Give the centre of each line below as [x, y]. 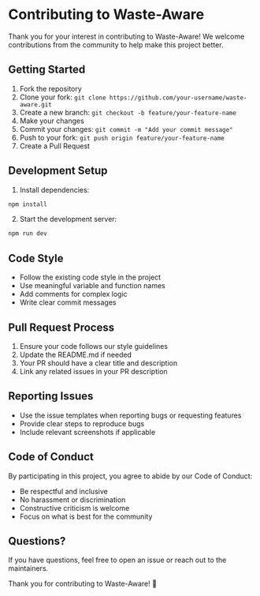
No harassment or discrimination [72, 500]
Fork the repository [51, 88]
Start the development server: [68, 219]
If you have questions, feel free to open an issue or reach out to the [117, 560]
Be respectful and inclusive [63, 491]
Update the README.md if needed [76, 354]
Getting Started [47, 70]
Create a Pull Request [55, 146]
